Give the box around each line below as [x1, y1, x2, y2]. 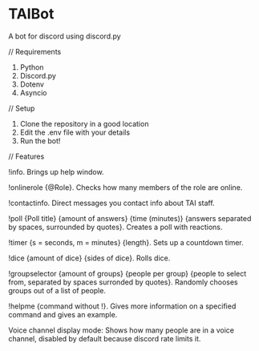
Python [19, 62, 44, 72]
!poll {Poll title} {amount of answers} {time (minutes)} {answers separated [8, 213, 252, 223]
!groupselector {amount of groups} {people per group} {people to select [8, 268, 247, 278]
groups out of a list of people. [8, 285, 107, 295]
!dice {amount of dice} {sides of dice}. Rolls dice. [8, 253, 171, 263]
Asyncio [19, 87, 47, 97]
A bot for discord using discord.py [8, 31, 122, 41]
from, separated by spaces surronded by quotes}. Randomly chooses [8, 277, 238, 287]
